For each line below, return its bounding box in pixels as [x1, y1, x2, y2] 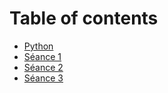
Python [23, 40, 54, 52]
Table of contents [9, 7, 159, 30]
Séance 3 [23, 72, 64, 84]
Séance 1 [23, 50, 62, 62]
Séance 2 [23, 61, 64, 73]
